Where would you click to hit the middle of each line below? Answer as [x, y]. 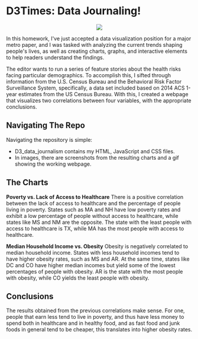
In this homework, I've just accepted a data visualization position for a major [99, 38]
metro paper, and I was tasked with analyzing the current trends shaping [94, 45]
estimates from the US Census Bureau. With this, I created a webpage [103, 94]
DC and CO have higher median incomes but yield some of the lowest [91, 265]
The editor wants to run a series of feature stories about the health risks [94, 69]
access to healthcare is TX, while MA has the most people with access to [95, 228]
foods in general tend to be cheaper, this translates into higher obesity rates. [99, 330]
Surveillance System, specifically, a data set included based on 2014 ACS [95, 88]
